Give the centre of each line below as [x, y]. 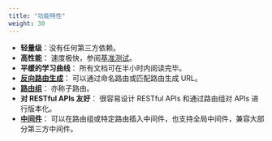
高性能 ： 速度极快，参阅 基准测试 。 [78, 58]
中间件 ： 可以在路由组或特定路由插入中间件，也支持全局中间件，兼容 [135, 118]
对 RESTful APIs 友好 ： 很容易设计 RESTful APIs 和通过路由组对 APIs [135, 98]
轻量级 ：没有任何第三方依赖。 [70, 47]
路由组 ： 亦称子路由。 [57, 88]
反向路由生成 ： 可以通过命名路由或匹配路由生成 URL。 [111, 78]
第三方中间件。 [52, 128]
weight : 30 [27, 23]
